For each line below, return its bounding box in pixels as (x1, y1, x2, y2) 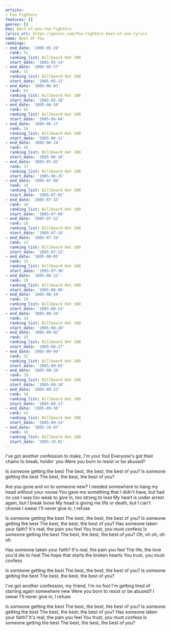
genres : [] (5, 21, 29, 27)
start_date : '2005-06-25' (10, 173, 65, 179)
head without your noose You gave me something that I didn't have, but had (5, 489, 165, 495)
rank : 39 (10, 373, 29, 378)
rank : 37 (10, 164, 29, 169)
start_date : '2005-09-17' (10, 401, 65, 406)
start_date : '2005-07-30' (10, 268, 65, 273)
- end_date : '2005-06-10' (5, 103, 60, 108)
